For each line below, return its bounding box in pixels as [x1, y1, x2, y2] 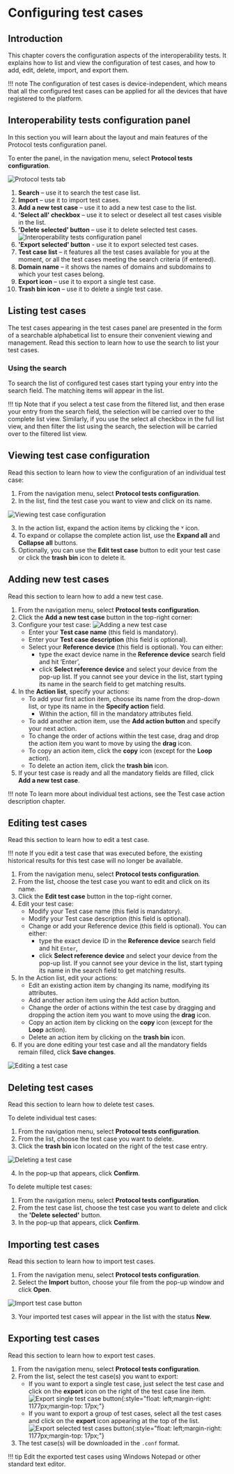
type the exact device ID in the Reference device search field [38, 937, 216, 945]
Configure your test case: [17, 620, 91, 629]
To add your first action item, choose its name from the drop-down [28, 694, 220, 702]
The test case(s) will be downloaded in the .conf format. [17, 1438, 180, 1447]
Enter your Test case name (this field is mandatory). [28, 628, 178, 636]
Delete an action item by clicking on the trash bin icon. [28, 1033, 185, 1041]
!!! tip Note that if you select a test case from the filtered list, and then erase [8, 400, 225, 408]
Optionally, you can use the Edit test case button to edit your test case [17, 546, 221, 554]
